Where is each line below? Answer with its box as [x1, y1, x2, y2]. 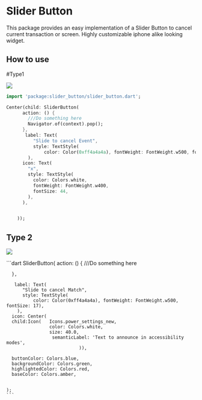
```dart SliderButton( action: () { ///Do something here [6, 260, 137, 267]
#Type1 [6, 70, 24, 78]
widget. [6, 37, 25, 44]
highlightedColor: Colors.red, [11, 366, 90, 372]
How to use [6, 54, 49, 64]
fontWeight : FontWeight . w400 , [32, 183, 109, 189]
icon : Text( [22, 160, 52, 166]
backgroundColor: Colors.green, [11, 361, 93, 367]
